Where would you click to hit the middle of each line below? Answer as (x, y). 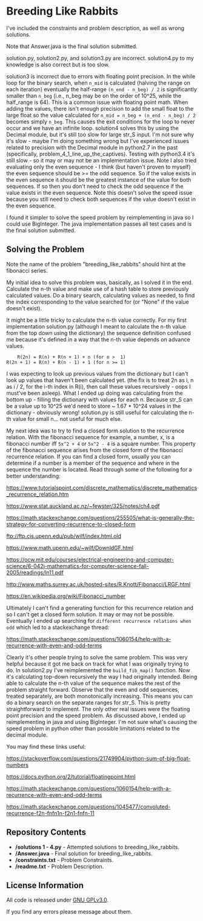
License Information (45, 885)
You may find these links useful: (46, 746)
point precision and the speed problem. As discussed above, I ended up (96, 715)
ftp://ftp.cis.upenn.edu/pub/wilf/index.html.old (64, 536)
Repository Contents (46, 832)
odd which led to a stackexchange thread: (58, 627)
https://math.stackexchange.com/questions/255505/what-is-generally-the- (101, 518)
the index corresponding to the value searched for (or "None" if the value (98, 302)
